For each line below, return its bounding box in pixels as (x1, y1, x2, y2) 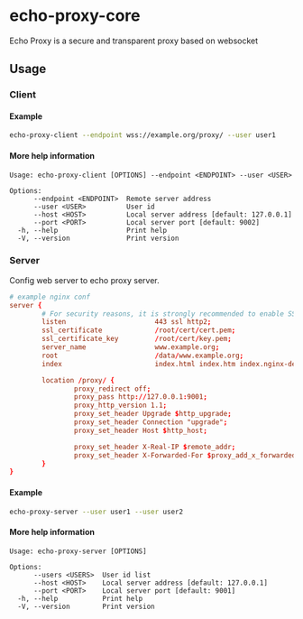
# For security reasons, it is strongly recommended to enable (41, 309, 284, 319)
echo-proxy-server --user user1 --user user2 (9, 507, 183, 516)
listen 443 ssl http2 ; (41, 318, 212, 327)
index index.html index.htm (41, 359, 236, 368)
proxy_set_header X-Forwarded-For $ (73, 450, 212, 460)
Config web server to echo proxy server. (9, 274, 160, 285)
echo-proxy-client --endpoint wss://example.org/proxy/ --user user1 (9, 131, 277, 140)
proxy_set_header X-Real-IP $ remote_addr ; (73, 442, 236, 451)
